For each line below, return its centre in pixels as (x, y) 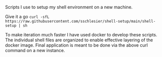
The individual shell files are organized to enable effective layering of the (79, 40)
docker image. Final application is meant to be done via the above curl (77, 45)
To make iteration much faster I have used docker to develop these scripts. (81, 35)
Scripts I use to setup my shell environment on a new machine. (69, 7)
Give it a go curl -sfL (27, 16)
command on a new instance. (35, 50)
